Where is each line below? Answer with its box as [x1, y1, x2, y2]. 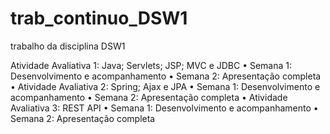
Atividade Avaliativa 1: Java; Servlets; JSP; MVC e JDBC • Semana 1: [10, 59, 293, 71]
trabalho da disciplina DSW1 [10, 40, 126, 52]
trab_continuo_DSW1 [10, 7, 188, 30]
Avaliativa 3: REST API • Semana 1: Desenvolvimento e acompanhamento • [10, 102, 319, 114]
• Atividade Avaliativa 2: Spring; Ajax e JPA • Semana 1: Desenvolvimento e [10, 80, 321, 92]
